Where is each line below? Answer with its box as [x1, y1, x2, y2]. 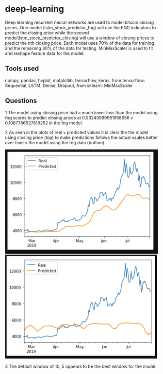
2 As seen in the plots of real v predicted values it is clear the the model [5, 129, 148, 135]
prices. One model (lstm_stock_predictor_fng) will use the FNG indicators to [5, 24, 156, 30]
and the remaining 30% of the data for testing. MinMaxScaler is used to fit [5, 45, 153, 51]
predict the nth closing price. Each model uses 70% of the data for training [5, 40, 154, 46]
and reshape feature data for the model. [5, 50, 85, 56]
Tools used [5, 65, 39, 73]
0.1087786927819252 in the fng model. [5, 120, 83, 126]
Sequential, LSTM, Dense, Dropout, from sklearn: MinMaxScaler [5, 83, 133, 88]
